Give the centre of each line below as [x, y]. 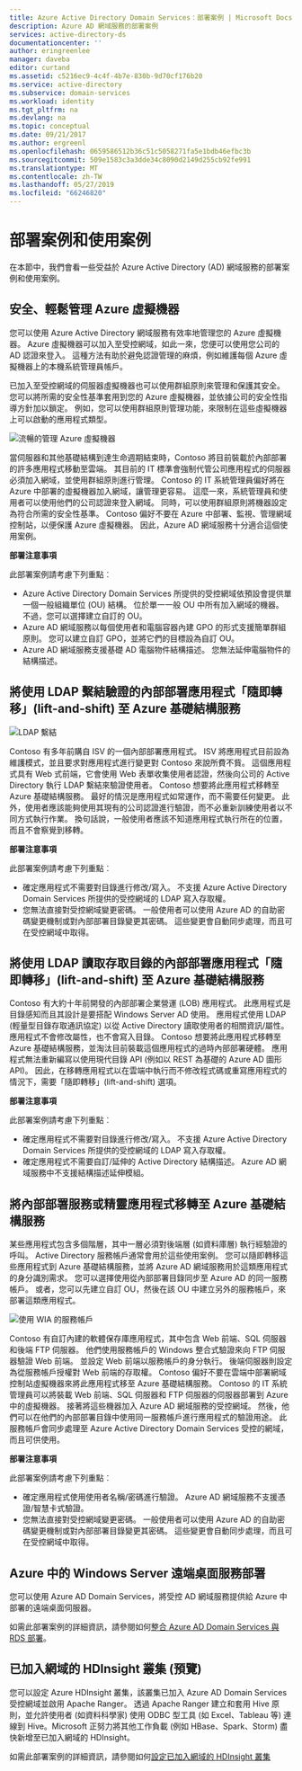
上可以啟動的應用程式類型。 [61, 419]
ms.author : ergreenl [48, 143]
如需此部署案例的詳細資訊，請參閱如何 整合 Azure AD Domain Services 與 [145, 1627]
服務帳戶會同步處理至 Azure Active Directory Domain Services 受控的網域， [149, 1428]
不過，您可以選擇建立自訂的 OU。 [84, 616]
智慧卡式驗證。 [61, 1508]
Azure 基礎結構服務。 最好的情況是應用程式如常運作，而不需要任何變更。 [145, 796]
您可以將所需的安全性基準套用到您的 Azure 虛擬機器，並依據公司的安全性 [145, 396]
